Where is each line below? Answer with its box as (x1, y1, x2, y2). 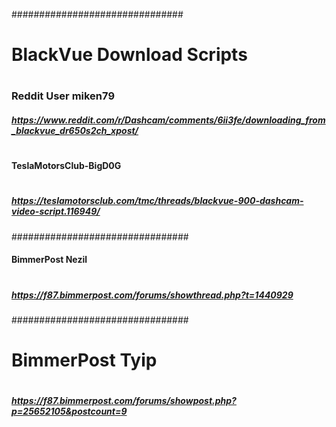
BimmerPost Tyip (11, 349, 158, 372)
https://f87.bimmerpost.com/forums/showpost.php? (11, 395, 237, 407)
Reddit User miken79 (11, 89, 116, 103)
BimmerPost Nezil (11, 254, 88, 266)
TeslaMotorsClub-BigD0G (11, 160, 122, 172)
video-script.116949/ (11, 205, 101, 218)
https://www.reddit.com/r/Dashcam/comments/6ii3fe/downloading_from (11, 114, 326, 126)
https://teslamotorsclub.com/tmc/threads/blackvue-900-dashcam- (11, 195, 304, 207)
